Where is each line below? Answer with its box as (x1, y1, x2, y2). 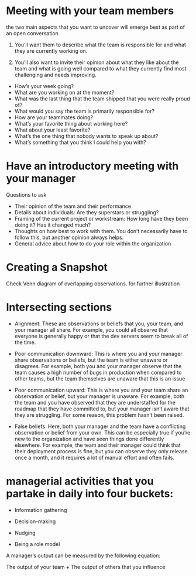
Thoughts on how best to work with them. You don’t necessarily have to (14, 227, 188, 234)
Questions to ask (6, 191, 47, 198)
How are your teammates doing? (14, 113, 94, 121)
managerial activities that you (6, 474, 154, 488)
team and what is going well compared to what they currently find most (14, 65, 187, 72)
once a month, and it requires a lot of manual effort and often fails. (14, 454, 174, 461)
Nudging (14, 529, 36, 536)
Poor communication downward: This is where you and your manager (14, 350, 183, 357)
